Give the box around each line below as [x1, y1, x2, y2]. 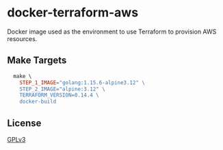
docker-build [19, 98, 57, 105]
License [7, 117, 42, 129]
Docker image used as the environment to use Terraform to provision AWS [7, 27, 217, 36]
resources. [7, 34, 38, 42]
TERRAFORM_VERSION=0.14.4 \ [19, 92, 99, 99]
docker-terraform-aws [7, 5, 139, 21]
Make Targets [7, 55, 67, 66]
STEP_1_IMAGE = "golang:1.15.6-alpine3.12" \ [19, 79, 146, 86]
